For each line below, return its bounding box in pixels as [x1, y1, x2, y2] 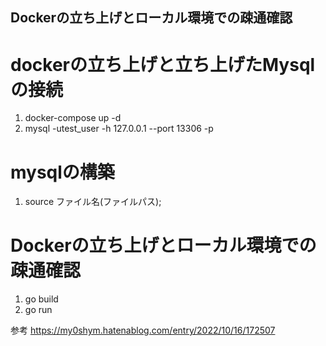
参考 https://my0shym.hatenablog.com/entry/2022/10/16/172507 [10, 324, 276, 337]
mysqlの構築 [10, 161, 115, 183]
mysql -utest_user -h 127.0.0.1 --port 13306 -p [24, 123, 214, 135]
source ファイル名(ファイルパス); [24, 196, 162, 208]
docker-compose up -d [24, 112, 122, 124]
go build [24, 293, 59, 305]
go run [24, 304, 53, 316]
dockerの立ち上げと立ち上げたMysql [10, 53, 316, 76]
